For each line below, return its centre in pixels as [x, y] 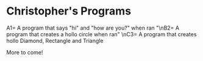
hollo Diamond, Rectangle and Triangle [55, 40]
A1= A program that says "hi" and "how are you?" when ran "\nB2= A [93, 28]
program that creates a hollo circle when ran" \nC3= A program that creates [101, 34]
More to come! [25, 52]
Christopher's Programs [69, 11]
